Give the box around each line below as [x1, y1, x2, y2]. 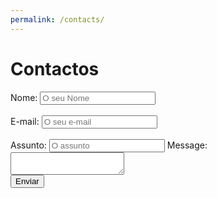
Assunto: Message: [10, 139, 208, 151]
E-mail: [10, 115, 40, 127]
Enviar [15, 176, 40, 186]
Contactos [10, 57, 100, 80]
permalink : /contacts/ [10, 14, 105, 25]
